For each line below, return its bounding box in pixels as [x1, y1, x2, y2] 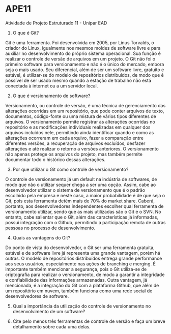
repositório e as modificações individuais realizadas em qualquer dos [5, 124, 151, 130]
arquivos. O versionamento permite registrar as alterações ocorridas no [5, 118, 155, 125]
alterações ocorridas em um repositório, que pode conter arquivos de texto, [5, 108, 164, 114]
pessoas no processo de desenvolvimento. [5, 225, 96, 231]
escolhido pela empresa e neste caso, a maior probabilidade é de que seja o [5, 192, 165, 198]
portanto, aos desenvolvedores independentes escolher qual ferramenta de [5, 203, 164, 209]
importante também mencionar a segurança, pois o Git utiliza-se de [5, 266, 147, 272]
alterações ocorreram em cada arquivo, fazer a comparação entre [5, 135, 144, 141]
